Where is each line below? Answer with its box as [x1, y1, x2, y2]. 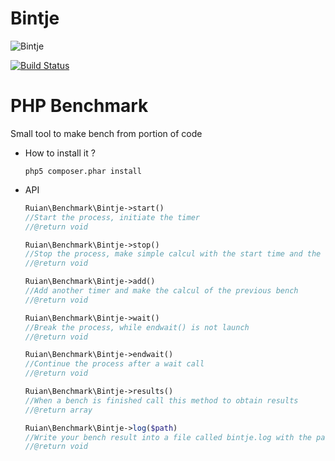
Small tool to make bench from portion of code [10, 127, 203, 139]
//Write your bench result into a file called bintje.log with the [24, 432, 312, 442]
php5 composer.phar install [24, 166, 142, 176]
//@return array [24, 405, 93, 415]
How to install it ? [24, 147, 96, 159]
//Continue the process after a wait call [24, 359, 205, 369]
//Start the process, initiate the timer [24, 212, 200, 222]
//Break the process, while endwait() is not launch [24, 322, 250, 332]
